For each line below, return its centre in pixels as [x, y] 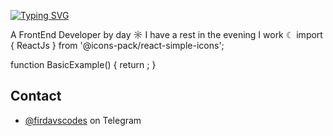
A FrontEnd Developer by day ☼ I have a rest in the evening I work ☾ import [166, 34]
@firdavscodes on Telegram [83, 120]
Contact [36, 96]
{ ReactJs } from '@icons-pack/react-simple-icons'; [117, 45]
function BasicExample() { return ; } [83, 64]
